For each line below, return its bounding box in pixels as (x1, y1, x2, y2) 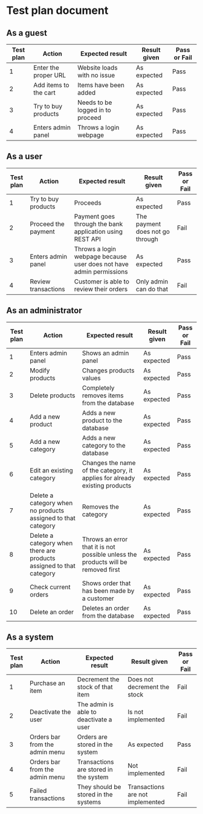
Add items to (33, 81, 69, 89)
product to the (82, 416, 123, 425)
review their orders (74, 285, 128, 293)
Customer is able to (74, 277, 130, 285)
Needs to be (77, 98, 112, 107)
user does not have (74, 260, 129, 268)
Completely (82, 383, 115, 392)
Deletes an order (82, 604, 130, 612)
